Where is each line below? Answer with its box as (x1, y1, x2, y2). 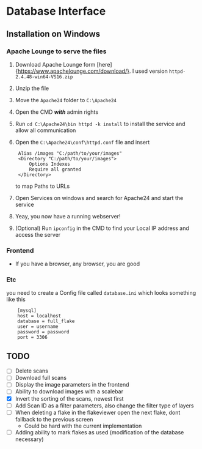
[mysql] (17, 308, 37, 314)
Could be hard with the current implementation (24, 422, 142, 429)
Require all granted (29, 166, 81, 173)
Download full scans (15, 374, 67, 382)
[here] (96, 61, 112, 68)
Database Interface (6, 4, 106, 18)
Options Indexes (29, 161, 70, 167)
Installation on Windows (6, 29, 101, 39)
